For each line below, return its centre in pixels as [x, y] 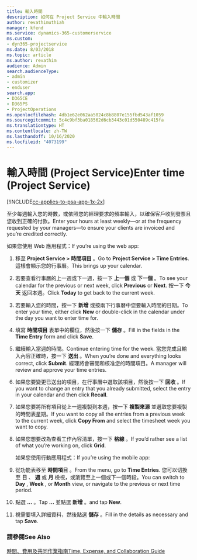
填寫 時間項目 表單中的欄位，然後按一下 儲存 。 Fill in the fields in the [97, 330]
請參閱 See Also [28, 537]
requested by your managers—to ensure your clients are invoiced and [91, 227]
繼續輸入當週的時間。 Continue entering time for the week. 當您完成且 [98, 348]
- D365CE [17, 98]
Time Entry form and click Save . [54, 336]
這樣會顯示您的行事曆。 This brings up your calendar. [79, 265]
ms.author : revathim [32, 60]
